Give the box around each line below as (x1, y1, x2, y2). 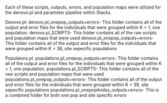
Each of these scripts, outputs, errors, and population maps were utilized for (5, 4, 162, 10)
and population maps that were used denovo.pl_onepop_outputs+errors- (5, 35, 154, 41)
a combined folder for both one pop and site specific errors (5, 92, 127, 98)
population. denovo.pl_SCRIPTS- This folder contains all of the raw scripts (5, 30, 157, 35)
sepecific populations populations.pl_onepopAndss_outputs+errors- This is (5, 87, 159, 93)
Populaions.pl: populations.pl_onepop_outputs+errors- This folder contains (5, 55, 159, 61)
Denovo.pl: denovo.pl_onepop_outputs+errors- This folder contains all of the (5, 19, 162, 25)
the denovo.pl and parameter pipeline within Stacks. (5, 9, 112, 15)
